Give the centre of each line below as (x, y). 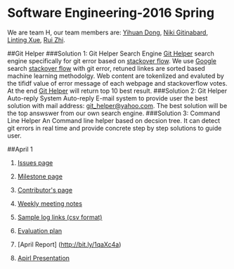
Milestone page (40, 176)
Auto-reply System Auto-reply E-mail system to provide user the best (108, 98)
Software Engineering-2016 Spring (111, 13)
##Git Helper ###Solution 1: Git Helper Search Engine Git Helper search (111, 53)
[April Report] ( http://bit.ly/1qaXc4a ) (69, 244)
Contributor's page (45, 190)
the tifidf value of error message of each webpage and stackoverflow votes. (117, 83)
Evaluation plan (40, 230)
